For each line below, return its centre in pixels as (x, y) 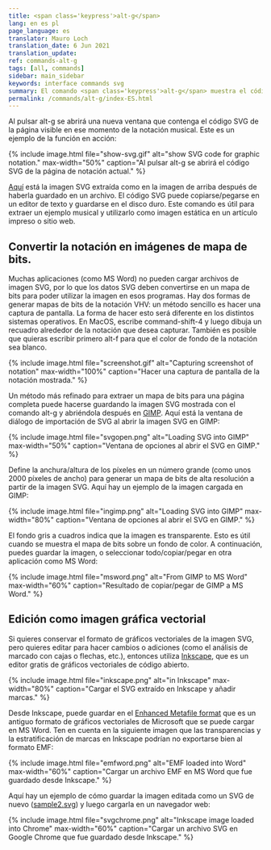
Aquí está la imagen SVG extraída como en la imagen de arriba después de (133, 187)
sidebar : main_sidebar (46, 76)
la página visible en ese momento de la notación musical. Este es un (122, 130)
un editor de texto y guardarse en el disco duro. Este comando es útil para (131, 204)
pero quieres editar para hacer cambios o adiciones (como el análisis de (128, 647)
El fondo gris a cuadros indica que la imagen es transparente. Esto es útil (129, 536)
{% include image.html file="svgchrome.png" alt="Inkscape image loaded (131, 819)
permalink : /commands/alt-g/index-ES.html (81, 98)
